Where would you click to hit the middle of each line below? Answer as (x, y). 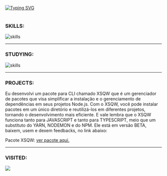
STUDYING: (19, 54)
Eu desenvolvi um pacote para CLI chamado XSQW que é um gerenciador (81, 93)
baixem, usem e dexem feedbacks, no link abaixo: (56, 130)
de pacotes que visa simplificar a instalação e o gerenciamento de (73, 98)
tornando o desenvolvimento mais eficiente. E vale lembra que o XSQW (78, 114)
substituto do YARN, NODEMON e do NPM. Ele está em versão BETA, (76, 125)
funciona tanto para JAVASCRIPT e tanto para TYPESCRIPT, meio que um (81, 120)
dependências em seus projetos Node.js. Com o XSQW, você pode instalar (82, 104)
